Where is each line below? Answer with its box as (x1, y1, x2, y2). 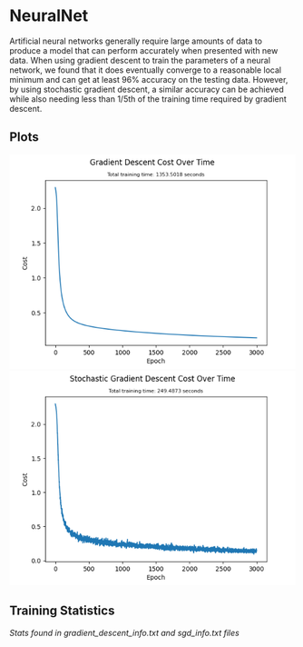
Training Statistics (9, 603, 115, 619)
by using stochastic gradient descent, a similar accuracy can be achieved (9, 84, 284, 95)
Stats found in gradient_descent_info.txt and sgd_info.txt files (9, 627, 240, 638)
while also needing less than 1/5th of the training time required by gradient (9, 93, 288, 105)
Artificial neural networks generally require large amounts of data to (9, 35, 263, 46)
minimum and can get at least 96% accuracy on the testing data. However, (9, 74, 288, 85)
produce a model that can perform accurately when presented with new (9, 45, 279, 55)
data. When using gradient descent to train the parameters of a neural (9, 55, 270, 65)
